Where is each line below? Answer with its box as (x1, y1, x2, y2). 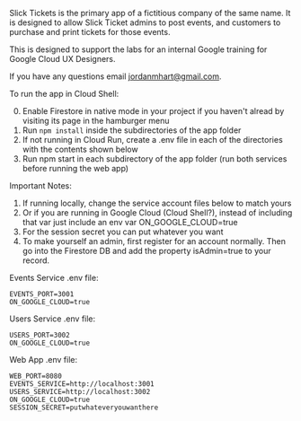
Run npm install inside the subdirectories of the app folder (22, 125, 242, 136)
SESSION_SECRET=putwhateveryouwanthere (9, 403, 159, 412)
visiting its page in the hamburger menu (22, 116, 170, 126)
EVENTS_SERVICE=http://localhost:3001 (9, 380, 155, 389)
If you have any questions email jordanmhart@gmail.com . (9, 71, 222, 82)
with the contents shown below (22, 144, 138, 154)
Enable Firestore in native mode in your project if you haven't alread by (22, 106, 285, 116)
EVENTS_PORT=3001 (9, 290, 75, 299)
